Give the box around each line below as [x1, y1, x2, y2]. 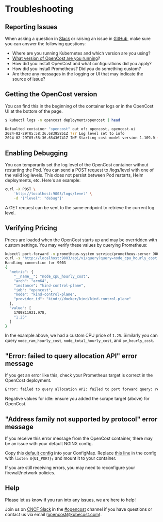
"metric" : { [9, 270, 34, 274]
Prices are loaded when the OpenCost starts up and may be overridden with [5, 237, 157, 243]
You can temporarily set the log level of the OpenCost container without [5, 162, 148, 168]
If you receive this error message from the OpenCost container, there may [5, 435, 153, 441]
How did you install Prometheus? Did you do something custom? [12, 66, 141, 72]
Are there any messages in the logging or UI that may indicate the [12, 71, 144, 76]
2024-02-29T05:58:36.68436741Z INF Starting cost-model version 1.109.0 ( [5, 135, 160, 141]
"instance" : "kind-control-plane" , [14, 283, 86, 288]
